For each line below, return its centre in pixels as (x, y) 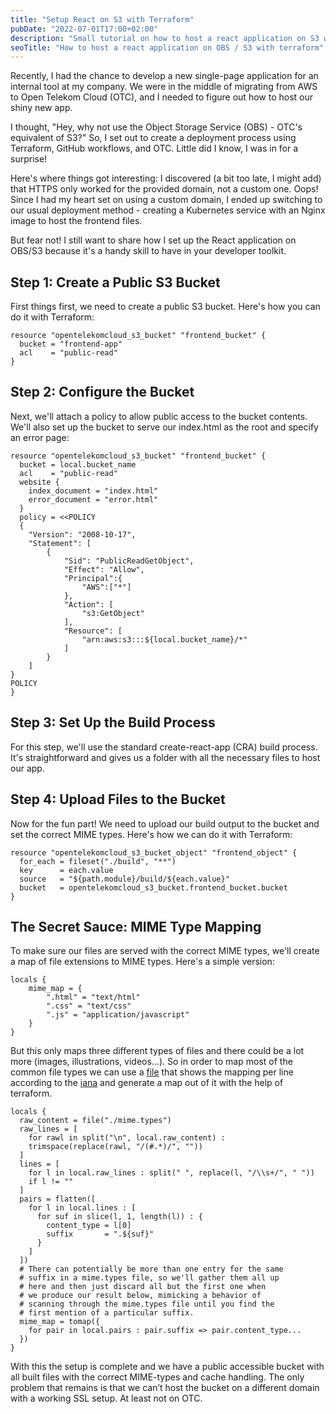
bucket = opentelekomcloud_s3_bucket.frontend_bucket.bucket (153, 887)
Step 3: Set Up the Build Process (113, 722)
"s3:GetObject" (113, 613)
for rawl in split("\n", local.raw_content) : (127, 1138)
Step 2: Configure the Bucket (102, 392)
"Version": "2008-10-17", (82, 534)
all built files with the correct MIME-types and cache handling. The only (157, 1377)
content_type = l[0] (89, 1226)
